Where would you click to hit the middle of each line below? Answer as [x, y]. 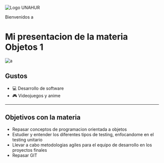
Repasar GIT [25, 155]
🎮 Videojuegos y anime [36, 95]
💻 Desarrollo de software [38, 88]
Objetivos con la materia [43, 117]
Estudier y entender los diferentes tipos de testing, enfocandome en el [83, 134]
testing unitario [27, 140]
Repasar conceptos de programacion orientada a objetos [69, 129]
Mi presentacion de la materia [67, 37]
